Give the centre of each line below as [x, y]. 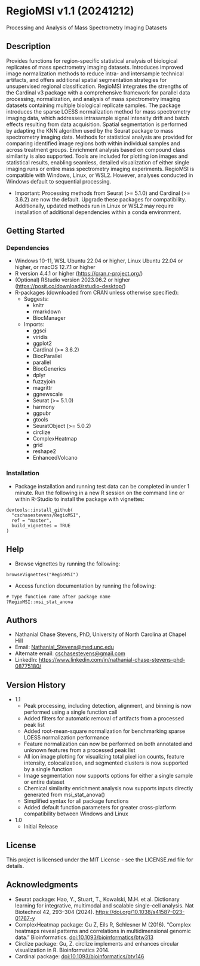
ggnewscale [48, 394]
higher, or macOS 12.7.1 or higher [55, 267]
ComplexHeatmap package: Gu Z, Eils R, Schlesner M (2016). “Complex [103, 924]
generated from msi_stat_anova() [64, 795]
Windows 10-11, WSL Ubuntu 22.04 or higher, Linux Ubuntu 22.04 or [99, 261]
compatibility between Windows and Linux [76, 814]
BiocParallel [47, 356]
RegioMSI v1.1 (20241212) [70, 11]
